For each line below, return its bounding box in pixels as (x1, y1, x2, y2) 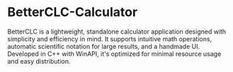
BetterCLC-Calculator (7, 4, 138, 20)
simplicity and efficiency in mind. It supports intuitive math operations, (7, 34, 212, 43)
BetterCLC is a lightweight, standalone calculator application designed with (7, 27, 227, 36)
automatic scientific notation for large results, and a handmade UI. (7, 42, 200, 50)
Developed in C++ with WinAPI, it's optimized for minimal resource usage (7, 50, 222, 58)
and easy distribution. (7, 57, 71, 65)
